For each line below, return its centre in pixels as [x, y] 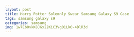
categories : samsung [26, 23]
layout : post [18, 9]
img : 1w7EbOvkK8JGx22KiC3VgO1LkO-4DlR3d [47, 27]
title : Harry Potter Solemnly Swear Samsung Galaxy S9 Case [67, 14]
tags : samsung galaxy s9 [30, 18]
